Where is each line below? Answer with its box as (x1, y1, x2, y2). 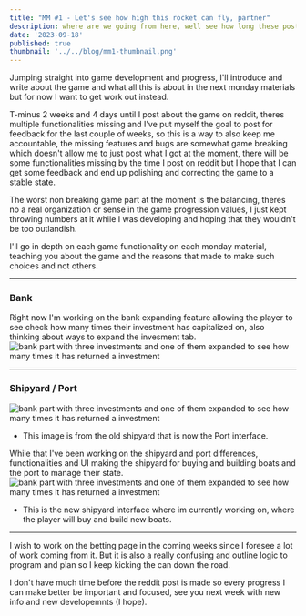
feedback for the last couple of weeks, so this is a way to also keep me (9, 128, 276, 139)
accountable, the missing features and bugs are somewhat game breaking (9, 138, 289, 149)
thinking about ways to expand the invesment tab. (9, 331, 197, 342)
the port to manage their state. (9, 467, 124, 478)
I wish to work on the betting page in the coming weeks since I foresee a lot (9, 540, 293, 550)
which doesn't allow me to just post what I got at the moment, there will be (9, 147, 289, 159)
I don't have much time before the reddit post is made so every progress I (9, 577, 285, 588)
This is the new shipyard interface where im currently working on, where (22, 504, 295, 515)
